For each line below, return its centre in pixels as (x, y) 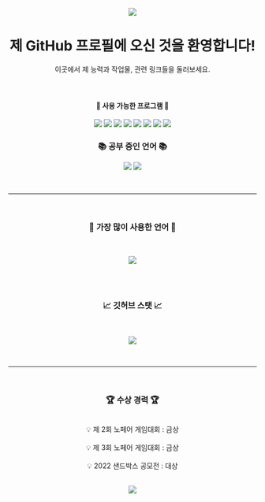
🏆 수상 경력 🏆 (132, 400)
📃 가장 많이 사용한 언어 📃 (132, 227)
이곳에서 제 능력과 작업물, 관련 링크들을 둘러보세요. (132, 69)
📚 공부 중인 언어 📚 (132, 147)
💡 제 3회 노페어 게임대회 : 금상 (132, 448)
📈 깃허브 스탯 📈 (132, 305)
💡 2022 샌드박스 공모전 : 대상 (132, 466)
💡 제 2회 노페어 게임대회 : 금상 (132, 429)
